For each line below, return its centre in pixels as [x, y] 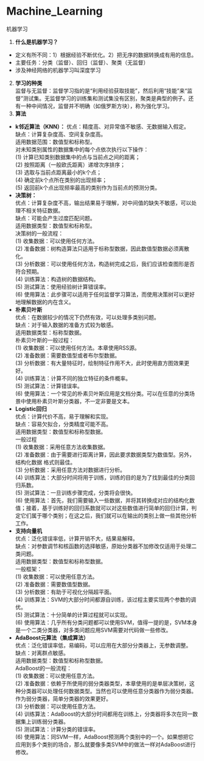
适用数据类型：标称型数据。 [50, 332]
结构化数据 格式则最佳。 [45, 462]
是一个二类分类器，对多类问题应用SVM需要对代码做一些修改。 [93, 630]
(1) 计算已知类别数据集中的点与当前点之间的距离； [78, 157]
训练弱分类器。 [50, 721]
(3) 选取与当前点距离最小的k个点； [58, 172]
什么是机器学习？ [37, 41]
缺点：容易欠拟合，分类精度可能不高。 [63, 424]
